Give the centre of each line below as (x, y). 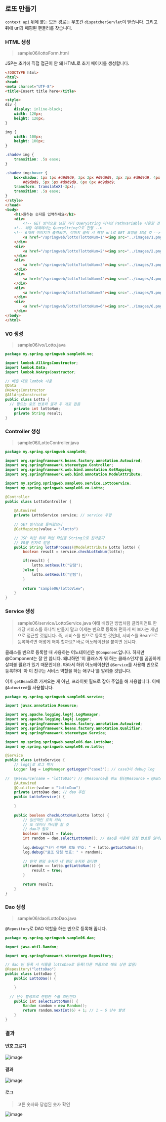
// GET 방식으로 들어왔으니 (38, 525)
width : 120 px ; (28, 114)
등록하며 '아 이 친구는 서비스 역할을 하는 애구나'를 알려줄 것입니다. (68, 670)
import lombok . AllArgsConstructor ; (42, 363)
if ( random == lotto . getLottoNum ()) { (62, 866)
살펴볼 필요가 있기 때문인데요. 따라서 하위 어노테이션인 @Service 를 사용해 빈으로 (82, 664)
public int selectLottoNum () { (46, 1001)
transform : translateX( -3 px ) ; (45, 187)
